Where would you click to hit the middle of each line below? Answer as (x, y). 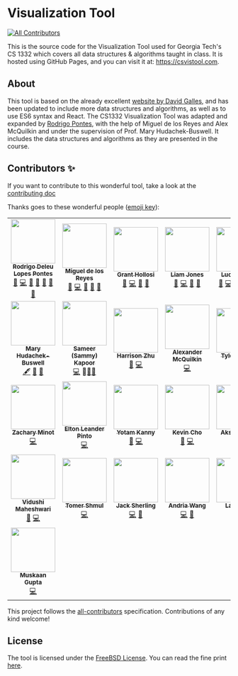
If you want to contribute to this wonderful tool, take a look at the (102, 185)
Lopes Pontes (33, 274)
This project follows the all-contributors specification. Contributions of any (116, 611)
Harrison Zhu (136, 356)
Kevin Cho (187, 433)
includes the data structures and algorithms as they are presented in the (113, 138)
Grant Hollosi (136, 275)
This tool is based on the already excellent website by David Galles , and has (118, 101)
